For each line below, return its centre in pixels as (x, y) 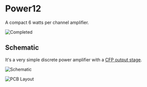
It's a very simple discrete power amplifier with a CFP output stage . (73, 60)
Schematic (22, 48)
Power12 (23, 9)
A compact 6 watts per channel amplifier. (47, 22)
